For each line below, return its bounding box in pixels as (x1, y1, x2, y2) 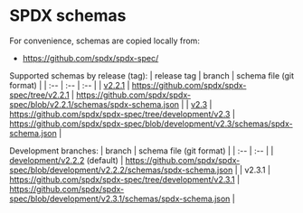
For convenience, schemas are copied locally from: (9, 35, 201, 46)
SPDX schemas (9, 5, 127, 26)
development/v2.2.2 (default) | (9, 154, 124, 165)
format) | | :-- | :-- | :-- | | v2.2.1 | (9, 79, 130, 90)
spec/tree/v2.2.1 (9, 89, 70, 100)
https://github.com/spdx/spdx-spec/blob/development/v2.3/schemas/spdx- (9, 118, 293, 129)
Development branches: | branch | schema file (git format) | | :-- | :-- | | (9, 145, 274, 156)
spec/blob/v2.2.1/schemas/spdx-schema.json (9, 98, 179, 109)
